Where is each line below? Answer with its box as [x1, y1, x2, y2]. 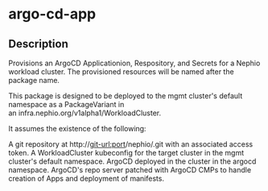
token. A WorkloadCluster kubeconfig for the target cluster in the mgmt [8, 148, 245, 157]
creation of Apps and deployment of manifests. [8, 174, 165, 183]
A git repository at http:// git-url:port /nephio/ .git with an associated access [8, 139, 254, 149]
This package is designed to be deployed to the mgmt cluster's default [8, 91, 243, 101]
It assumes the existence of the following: [8, 124, 146, 133]
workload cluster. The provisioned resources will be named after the [8, 67, 235, 77]
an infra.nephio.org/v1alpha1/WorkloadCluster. [8, 108, 162, 118]
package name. [8, 76, 60, 85]
